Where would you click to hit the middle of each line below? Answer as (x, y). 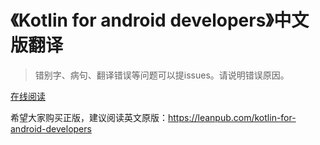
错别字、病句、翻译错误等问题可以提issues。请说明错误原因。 (162, 75)
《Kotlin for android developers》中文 (160, 20)
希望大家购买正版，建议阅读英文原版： (89, 117)
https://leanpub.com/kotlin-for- (232, 117)
